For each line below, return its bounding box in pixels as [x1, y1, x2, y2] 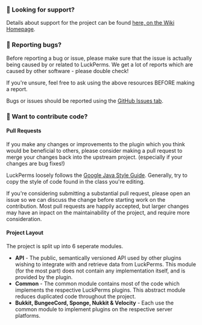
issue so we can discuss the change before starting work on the [6, 196, 166, 203]
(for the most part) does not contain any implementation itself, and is [14, 267, 186, 274]
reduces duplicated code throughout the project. [14, 292, 136, 300]
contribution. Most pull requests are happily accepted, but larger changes [6, 202, 189, 210]
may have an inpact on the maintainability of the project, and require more [6, 208, 190, 216]
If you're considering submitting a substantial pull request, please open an [6, 190, 191, 197]
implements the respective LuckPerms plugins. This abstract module [14, 286, 186, 294]
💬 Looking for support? [6, 5, 75, 14]
